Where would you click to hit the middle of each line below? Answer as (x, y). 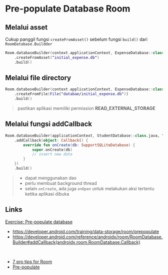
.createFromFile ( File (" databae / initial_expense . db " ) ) (71, 94)
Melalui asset (26, 27)
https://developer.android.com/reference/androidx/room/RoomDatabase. (87, 237)
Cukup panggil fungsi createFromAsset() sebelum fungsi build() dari (76, 39)
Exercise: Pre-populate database (39, 222)
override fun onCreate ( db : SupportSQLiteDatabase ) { (79, 145)
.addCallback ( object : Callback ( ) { (51, 140)
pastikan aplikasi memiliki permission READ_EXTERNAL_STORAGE (86, 108)
